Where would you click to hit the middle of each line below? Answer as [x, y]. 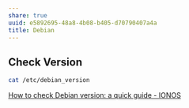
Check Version [45, 62]
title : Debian [32, 30]
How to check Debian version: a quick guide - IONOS [95, 95]
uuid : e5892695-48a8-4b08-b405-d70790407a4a [83, 23]
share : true [28, 15]
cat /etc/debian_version [49, 80]
